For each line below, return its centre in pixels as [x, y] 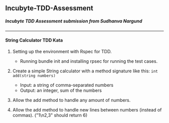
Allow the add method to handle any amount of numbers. [71, 100]
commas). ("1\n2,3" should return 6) [50, 115]
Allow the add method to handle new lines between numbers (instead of [87, 109]
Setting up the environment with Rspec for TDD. [62, 51]
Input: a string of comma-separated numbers [67, 85]
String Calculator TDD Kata [34, 40]
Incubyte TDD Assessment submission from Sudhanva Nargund [74, 21]
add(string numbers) [34, 76]
